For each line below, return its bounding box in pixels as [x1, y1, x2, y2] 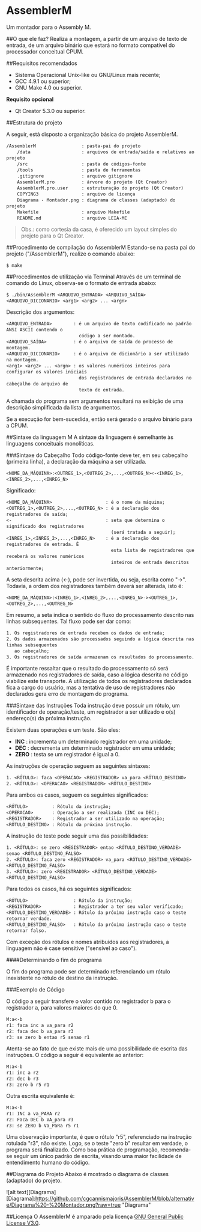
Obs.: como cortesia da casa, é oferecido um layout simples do [20, 225, 177, 233]
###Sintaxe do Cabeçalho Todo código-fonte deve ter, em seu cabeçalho [6, 452, 188, 459]
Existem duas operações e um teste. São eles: [6, 726, 121, 734]
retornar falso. [6, 927, 47, 934]
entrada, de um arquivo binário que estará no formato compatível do [6, 41, 175, 49]
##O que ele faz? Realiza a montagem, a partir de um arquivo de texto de [6, 35, 187, 42]
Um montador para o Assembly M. [6, 23, 91, 31]
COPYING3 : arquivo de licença [17, 191, 136, 197]
